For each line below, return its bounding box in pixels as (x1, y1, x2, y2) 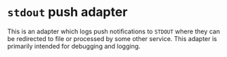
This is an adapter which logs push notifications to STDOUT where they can (7, 27, 220, 35)
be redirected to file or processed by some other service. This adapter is (7, 34, 218, 42)
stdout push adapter (7, 4, 128, 20)
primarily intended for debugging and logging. (7, 42, 141, 50)
